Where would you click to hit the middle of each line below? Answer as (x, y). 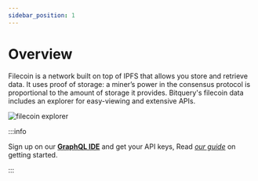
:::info (17, 131)
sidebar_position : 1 (42, 15)
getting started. (33, 154)
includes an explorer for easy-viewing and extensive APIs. (102, 101)
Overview (40, 54)
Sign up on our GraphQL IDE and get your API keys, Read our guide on (122, 147)
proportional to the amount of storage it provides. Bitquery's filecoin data (126, 92)
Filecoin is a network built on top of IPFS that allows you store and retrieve (128, 76)
